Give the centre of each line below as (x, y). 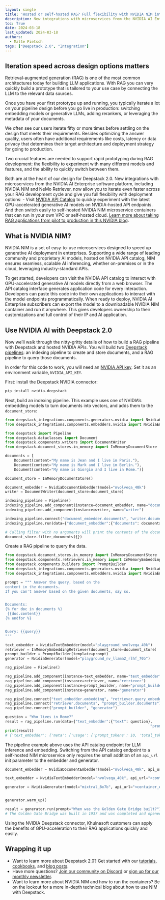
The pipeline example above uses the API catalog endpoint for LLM (73, 745)
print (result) (20, 730)
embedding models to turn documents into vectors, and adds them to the (79, 406)
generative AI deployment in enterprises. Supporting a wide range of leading (82, 253)
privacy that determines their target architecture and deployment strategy (80, 144)
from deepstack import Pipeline (38, 433)
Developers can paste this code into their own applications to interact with (80, 294)
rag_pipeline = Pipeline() (33, 668)
